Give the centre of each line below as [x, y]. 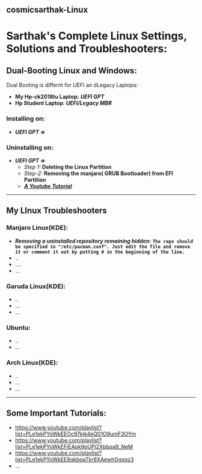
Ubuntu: [19, 327]
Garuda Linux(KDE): [36, 286]
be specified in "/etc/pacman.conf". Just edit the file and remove [103, 247]
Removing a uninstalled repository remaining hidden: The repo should [104, 241]
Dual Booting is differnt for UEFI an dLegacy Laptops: [72, 85]
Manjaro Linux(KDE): [37, 228]
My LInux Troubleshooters [57, 211]
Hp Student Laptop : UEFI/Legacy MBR [63, 103]
